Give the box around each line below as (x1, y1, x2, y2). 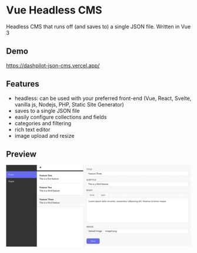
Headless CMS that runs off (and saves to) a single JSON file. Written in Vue (6, 23, 191, 30)
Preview (6, 149, 37, 159)
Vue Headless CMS (6, 4, 102, 17)
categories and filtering (14, 119, 72, 126)
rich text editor (14, 126, 51, 133)
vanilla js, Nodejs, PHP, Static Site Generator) (14, 101, 125, 108)
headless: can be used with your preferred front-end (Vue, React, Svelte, (14, 95, 192, 102)
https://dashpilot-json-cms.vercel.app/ (6, 62, 100, 69)
